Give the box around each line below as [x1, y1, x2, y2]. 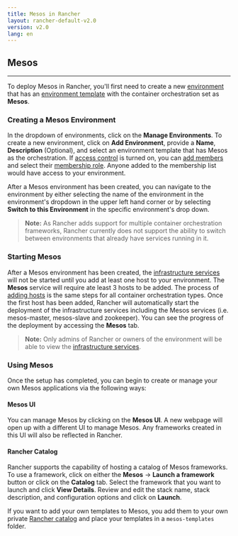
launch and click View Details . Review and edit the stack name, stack [7, 486, 210, 494]
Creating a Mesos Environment [7, 114, 116, 124]
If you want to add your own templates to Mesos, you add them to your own [7, 507, 229, 515]
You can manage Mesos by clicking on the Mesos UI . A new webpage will [7, 416, 223, 424]
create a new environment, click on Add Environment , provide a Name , [7, 139, 216, 147]
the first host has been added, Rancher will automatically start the [7, 298, 200, 306]
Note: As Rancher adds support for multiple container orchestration [24, 219, 222, 227]
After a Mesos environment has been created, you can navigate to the [7, 183, 211, 191]
